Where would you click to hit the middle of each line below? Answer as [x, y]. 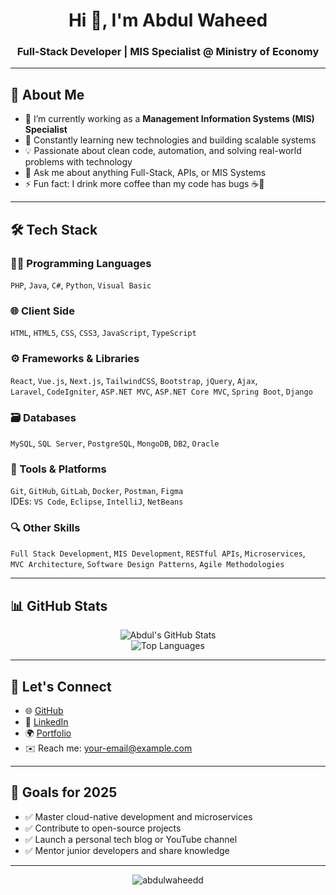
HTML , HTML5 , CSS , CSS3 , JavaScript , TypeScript [103, 333]
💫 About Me [47, 94]
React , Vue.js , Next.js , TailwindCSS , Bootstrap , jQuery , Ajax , [134, 380]
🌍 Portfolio [48, 733]
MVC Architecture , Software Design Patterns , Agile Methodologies [147, 564]
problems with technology [78, 162]
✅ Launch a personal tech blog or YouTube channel [131, 839]
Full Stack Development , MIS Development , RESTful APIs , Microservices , [158, 553]
